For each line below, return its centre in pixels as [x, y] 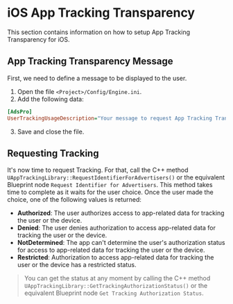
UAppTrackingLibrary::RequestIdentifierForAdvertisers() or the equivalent [116, 177]
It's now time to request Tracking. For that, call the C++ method [98, 170]
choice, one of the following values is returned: [75, 200]
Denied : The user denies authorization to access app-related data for [116, 228]
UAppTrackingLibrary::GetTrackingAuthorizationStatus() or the [116, 286]
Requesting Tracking [53, 153]
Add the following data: [51, 99]
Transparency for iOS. [39, 39]
